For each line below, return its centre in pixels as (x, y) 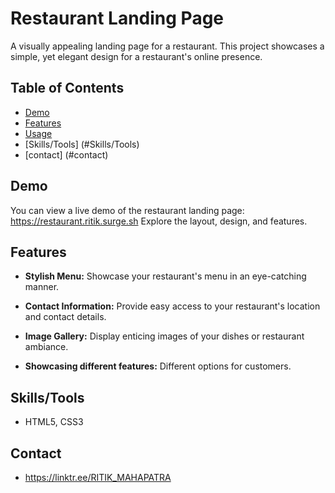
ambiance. (46, 347)
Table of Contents (67, 88)
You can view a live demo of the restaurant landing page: (127, 210)
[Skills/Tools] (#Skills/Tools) (82, 144)
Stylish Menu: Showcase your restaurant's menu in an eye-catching (165, 276)
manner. (42, 287)
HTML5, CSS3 (54, 422)
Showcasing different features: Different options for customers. (158, 366)
